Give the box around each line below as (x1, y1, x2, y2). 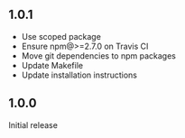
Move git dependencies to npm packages (21, 50, 177, 61)
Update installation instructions (21, 69, 137, 80)
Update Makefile (21, 60, 83, 70)
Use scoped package (21, 31, 101, 41)
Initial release (8, 119, 58, 130)
